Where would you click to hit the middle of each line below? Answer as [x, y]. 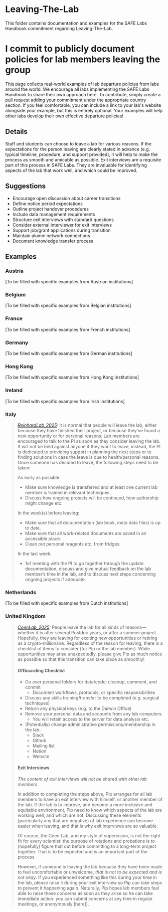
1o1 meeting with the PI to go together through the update [84, 563]
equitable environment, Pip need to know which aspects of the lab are [90, 810]
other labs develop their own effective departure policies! [64, 116]
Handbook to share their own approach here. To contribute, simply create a [83, 94]
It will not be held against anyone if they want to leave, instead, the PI [89, 446]
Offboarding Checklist [41, 671]
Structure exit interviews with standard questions [63, 220]
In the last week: [34, 554]
